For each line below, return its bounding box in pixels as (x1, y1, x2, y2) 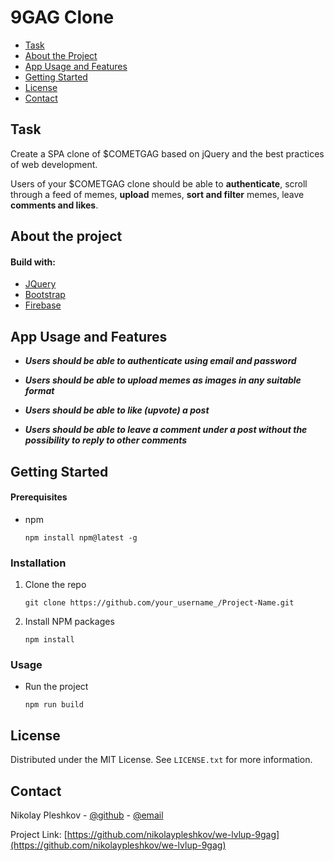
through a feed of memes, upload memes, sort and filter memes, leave (10, 188, 305, 200)
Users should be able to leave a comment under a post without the (24, 424, 308, 436)
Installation (10, 556, 67, 570)
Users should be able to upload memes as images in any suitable (24, 374, 302, 386)
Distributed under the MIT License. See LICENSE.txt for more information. (10, 754, 313, 766)
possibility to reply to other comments (24, 434, 188, 446)
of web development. (10, 158, 98, 170)
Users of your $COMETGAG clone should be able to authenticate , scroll (10, 177, 308, 190)
